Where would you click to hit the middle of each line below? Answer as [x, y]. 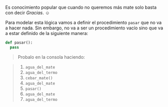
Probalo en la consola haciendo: [51, 57]
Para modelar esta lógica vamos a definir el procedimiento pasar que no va [83, 23]
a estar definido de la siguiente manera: [47, 33]
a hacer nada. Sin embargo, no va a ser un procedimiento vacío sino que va [84, 28]
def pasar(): [19, 43]
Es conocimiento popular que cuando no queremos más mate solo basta [81, 7]
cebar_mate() [39, 78]
